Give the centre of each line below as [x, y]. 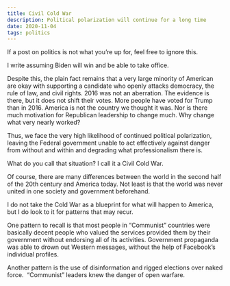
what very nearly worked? [44, 122]
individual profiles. [33, 254]
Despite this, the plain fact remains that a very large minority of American [110, 79]
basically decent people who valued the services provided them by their [109, 233]
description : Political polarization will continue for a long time [107, 20]
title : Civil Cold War [39, 13]
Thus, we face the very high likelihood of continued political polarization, [110, 136]
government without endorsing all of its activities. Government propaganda [113, 240]
